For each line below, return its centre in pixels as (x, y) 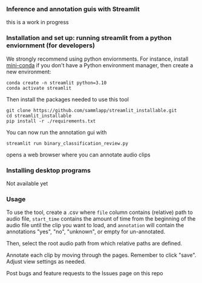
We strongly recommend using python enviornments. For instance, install (97, 59)
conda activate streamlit (39, 88)
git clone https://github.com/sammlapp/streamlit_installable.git (92, 110)
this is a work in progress (37, 22)
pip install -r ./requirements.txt (51, 121)
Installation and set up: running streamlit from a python (89, 38)
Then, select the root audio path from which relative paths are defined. (94, 244)
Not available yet (27, 183)
